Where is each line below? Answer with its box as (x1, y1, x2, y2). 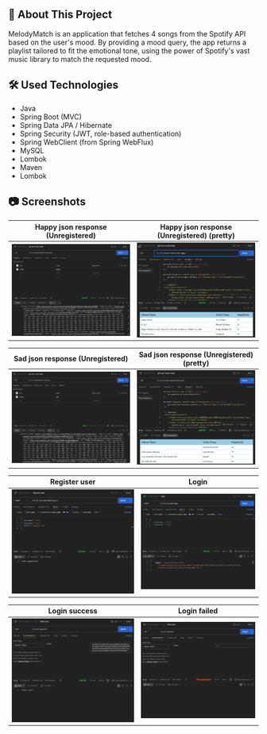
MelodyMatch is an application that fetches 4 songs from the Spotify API (8, 29, 246, 38)
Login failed (177, 606, 219, 616)
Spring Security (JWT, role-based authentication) (19, 129, 182, 138)
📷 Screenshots (8, 195, 86, 209)
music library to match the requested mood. (8, 54, 152, 64)
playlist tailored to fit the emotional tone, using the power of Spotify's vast (8, 45, 250, 56)
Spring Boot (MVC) (19, 112, 82, 122)
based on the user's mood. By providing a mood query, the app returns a (8, 37, 247, 47)
